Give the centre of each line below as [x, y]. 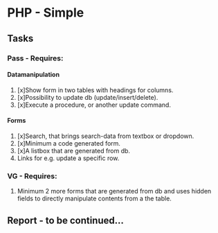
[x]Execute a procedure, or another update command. [94, 105]
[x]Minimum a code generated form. [69, 143]
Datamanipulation [34, 75]
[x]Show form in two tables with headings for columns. [95, 90]
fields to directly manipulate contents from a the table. [94, 198]
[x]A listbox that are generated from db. [73, 150]
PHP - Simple [46, 13]
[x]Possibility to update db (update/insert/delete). [88, 97]
